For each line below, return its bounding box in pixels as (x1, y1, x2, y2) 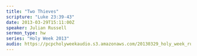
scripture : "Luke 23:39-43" (6, 14, 75, 20)
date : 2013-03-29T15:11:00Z (6, 19, 75, 25)
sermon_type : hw (6, 30, 46, 36)
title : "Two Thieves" (6, 8, 59, 15)
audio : (6, 41, 22, 47)
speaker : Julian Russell (6, 24, 67, 31)
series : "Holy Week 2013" (6, 36, 69, 41)
